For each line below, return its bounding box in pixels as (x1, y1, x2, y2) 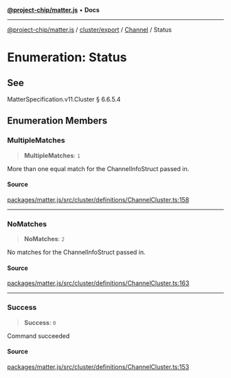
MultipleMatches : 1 (23, 151, 80, 159)
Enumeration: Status (7, 49, 127, 65)
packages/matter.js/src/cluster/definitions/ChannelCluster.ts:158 (7, 195, 190, 203)
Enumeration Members (7, 115, 108, 126)
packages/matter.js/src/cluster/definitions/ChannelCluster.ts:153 (7, 362, 190, 370)
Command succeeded (7, 331, 70, 340)
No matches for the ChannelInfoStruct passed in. (7, 248, 146, 256)
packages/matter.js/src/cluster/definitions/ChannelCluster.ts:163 (7, 279, 190, 287)
